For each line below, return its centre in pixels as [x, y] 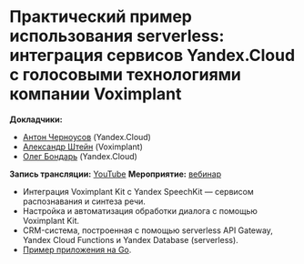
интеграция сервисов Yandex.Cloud [152, 56]
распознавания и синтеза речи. [84, 201]
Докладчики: [36, 119]
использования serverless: [117, 36]
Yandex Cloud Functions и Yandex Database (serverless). [130, 239]
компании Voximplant [96, 94]
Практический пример [101, 17]
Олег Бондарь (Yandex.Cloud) [80, 156]
